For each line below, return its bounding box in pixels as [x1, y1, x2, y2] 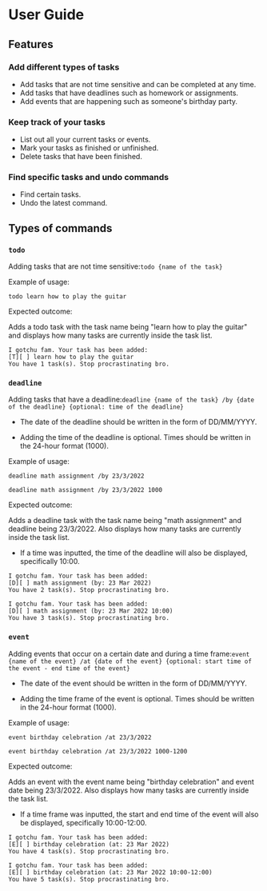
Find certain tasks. [19, 190, 82, 199]
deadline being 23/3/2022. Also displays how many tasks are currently [8, 524, 241, 533]
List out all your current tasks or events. [19, 134, 151, 145]
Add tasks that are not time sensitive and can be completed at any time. [19, 79, 257, 89]
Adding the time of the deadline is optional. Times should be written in [19, 433, 251, 442]
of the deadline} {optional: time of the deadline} [8, 403, 184, 411]
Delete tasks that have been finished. [19, 152, 142, 162]
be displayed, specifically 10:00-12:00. [19, 817, 147, 827]
